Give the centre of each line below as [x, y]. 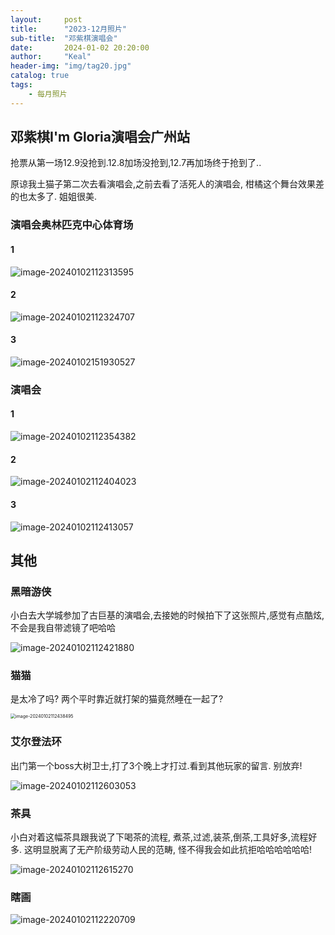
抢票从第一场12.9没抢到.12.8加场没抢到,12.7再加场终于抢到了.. [136, 163]
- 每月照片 [48, 94]
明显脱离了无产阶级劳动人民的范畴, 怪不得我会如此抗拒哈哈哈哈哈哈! [172, 850]
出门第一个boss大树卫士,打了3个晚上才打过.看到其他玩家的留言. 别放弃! [156, 765]
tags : [21, 85]
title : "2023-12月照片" [69, 29]
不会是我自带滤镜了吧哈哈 [63, 628]
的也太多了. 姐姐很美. [54, 197]
